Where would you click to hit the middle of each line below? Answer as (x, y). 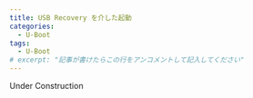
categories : (32, 26)
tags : (20, 43)
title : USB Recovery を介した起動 (71, 18)
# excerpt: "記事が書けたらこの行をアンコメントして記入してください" (127, 60)
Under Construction (46, 86)
